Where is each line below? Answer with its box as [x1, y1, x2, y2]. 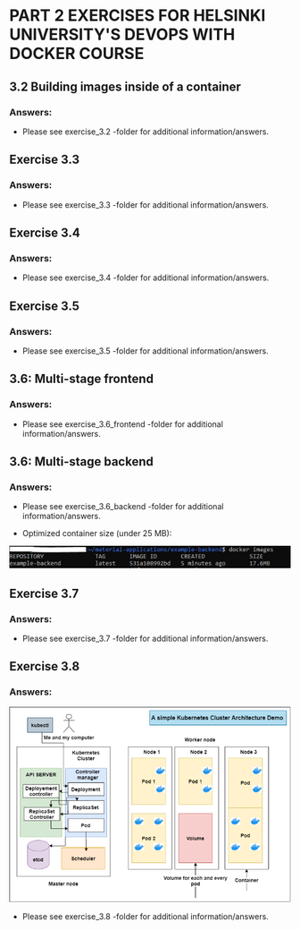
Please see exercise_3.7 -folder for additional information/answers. [21, 633, 269, 644]
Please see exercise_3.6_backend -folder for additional [21, 501, 224, 512]
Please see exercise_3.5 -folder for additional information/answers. [21, 346, 270, 356]
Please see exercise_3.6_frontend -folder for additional [21, 418, 223, 430]
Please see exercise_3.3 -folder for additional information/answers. [21, 199, 270, 210]
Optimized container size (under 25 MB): [21, 528, 172, 539]
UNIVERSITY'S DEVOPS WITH [9, 24, 236, 45]
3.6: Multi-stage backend [9, 454, 154, 470]
